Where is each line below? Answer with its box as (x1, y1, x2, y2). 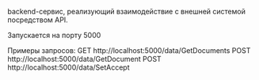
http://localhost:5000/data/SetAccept (7, 63, 130, 72)
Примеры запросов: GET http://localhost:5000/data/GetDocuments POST (7, 46, 251, 55)
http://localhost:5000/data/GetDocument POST (7, 55, 162, 63)
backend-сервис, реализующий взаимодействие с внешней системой (7, 7, 246, 16)
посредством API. (7, 15, 68, 25)
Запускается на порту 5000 (7, 31, 101, 40)
